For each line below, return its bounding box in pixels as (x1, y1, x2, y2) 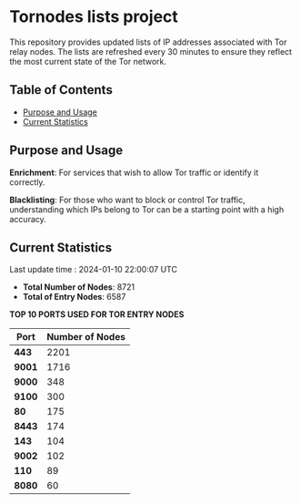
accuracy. (9, 213, 47, 224)
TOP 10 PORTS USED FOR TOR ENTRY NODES (9, 309, 185, 320)
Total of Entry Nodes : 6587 (22, 292, 126, 303)
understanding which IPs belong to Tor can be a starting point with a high (9, 203, 285, 215)
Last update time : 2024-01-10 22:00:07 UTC (9, 264, 177, 275)
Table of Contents (9, 82, 114, 98)
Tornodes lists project (9, 6, 179, 27)
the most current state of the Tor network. (9, 56, 166, 67)
